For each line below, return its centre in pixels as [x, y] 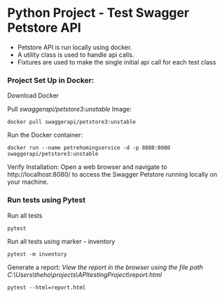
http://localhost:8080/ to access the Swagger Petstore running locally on [112, 175]
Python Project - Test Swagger [98, 13]
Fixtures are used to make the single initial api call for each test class [117, 62]
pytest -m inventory [37, 254]
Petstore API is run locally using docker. [75, 47]
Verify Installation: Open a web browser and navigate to [87, 167]
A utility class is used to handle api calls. [76, 55]
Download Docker [33, 95]
